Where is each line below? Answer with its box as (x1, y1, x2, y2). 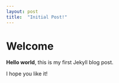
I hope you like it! (6, 70, 48, 77)
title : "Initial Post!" (6, 14, 67, 20)
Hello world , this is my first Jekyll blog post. (6, 59, 114, 66)
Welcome (6, 39, 54, 53)
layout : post (6, 8, 38, 15)
